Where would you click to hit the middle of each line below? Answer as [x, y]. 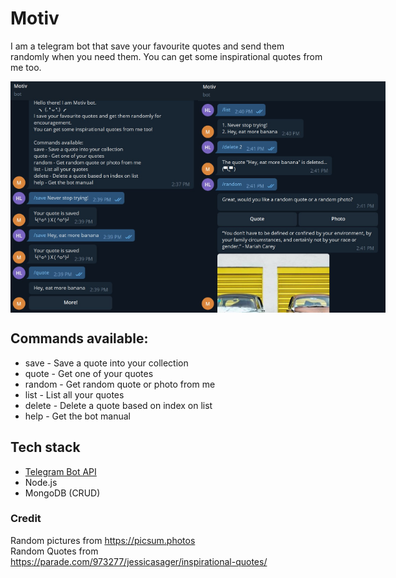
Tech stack [45, 447]
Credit [26, 519]
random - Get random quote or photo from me [120, 384]
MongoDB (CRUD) [62, 493]
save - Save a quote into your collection [106, 363]
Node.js [41, 482]
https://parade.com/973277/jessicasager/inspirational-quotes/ [139, 561]
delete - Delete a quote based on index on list [118, 405]
